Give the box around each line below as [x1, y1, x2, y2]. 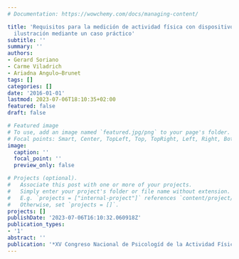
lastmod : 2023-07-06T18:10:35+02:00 [7, 96, 116, 103]
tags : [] [7, 76, 33, 83]
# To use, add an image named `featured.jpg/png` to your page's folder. [7, 129, 231, 136]
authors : [7, 50, 33, 57]
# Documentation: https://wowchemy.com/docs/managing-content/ [7, 10, 199, 18]
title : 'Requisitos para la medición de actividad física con [7, 23, 196, 31]
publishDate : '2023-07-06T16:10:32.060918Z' [7, 214, 142, 221]
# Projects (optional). [7, 175, 78, 182]
